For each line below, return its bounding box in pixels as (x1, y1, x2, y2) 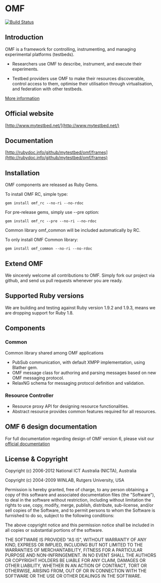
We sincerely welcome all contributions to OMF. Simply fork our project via (5, 272, 155, 278)
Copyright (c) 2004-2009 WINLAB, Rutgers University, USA (5, 477, 125, 483)
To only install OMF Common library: (5, 237, 78, 243)
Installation (5, 169, 40, 177)
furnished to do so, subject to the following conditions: (5, 513, 114, 519)
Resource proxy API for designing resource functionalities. (12, 403, 129, 409)
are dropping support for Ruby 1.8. (5, 310, 74, 315)
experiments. (12, 66, 39, 72)
